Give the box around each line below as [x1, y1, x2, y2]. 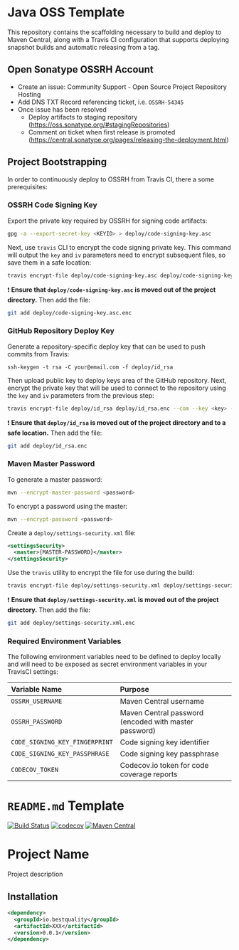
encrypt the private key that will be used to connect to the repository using [7, 384, 226, 392]
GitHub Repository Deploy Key [7, 326, 115, 336]
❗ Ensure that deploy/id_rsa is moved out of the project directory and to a [7, 418, 226, 427]
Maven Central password [119, 708, 204, 718]
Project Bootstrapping [7, 156, 107, 168]
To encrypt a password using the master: [7, 502, 128, 510]
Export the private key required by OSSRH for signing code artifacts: [7, 216, 208, 225]
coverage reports [119, 769, 178, 779]
